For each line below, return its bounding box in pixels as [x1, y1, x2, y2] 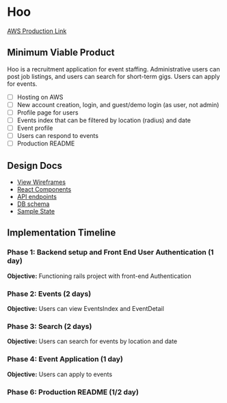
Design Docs [7, 159, 63, 172]
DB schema [16, 200, 50, 208]
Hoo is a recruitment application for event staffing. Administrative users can [7, 65, 220, 73]
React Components [16, 185, 72, 193]
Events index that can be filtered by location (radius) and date [16, 116, 191, 124]
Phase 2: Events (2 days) [7, 289, 92, 299]
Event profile [16, 124, 53, 132]
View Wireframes [16, 178, 66, 186]
